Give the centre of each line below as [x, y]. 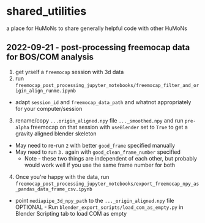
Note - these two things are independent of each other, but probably [111, 158]
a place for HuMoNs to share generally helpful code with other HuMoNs [97, 28]
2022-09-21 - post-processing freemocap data [98, 47]
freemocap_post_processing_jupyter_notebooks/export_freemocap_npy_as [107, 184]
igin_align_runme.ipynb [46, 91]
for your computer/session [49, 108]
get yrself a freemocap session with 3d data [69, 72]
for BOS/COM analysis [50, 57]
